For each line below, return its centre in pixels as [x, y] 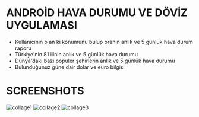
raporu [23, 48]
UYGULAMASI [42, 25]
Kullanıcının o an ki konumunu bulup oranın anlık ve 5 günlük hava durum [104, 42]
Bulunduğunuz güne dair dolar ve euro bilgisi [70, 67]
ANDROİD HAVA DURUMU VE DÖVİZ [97, 13]
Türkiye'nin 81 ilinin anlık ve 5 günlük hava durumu [76, 54]
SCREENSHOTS [45, 91]
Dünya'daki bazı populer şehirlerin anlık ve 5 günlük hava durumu [95, 61]
